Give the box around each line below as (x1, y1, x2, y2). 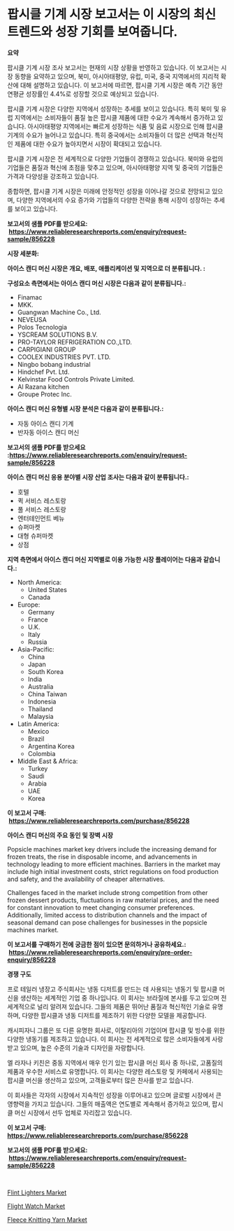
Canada (27, 593, 51, 601)
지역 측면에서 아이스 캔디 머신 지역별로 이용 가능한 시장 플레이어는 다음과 (7, 555, 203, 563)
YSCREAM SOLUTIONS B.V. (17, 330, 98, 339)
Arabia (27, 779, 47, 788)
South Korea (27, 667, 64, 675)
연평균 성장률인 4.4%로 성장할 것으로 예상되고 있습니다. (7, 89, 159, 98)
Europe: (17, 600, 41, 609)
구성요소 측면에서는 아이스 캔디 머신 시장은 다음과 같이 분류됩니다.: (7, 278, 187, 288)
